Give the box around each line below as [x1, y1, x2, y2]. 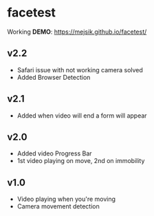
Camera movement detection [16, 202, 100, 210]
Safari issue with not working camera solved [16, 65, 143, 74]
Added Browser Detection [16, 73, 91, 81]
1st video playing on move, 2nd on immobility [16, 157, 145, 165]
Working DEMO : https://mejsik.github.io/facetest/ [7, 28, 147, 36]
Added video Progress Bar [16, 149, 92, 158]
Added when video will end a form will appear [16, 111, 147, 120]
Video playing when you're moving [16, 195, 115, 204]
